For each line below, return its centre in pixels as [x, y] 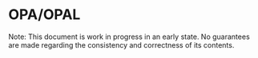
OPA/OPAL [44, 15]
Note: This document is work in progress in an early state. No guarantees [129, 37]
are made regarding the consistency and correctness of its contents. [121, 44]
